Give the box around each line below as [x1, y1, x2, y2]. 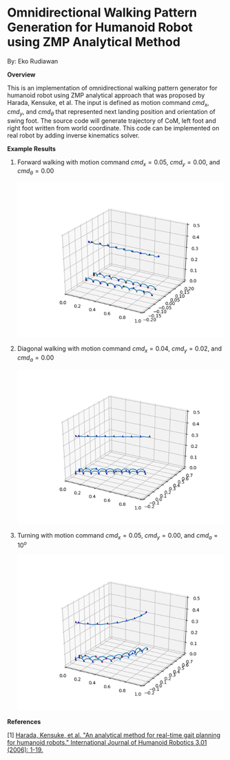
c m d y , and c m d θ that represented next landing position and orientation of [7, 107, 216, 117]
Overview [7, 70, 36, 79]
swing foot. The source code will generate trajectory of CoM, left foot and [7, 116, 216, 125]
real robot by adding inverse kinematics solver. [7, 131, 140, 139]
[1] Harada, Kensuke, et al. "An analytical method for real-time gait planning [7, 730, 221, 739]
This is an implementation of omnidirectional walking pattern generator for [7, 84, 218, 92]
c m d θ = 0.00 [17, 167, 54, 177]
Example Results [7, 144, 56, 153]
